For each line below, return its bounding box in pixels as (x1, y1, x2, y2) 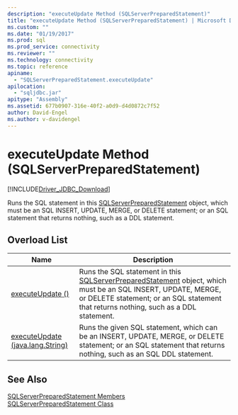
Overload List (7, 234, 68, 246)
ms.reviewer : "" (7, 50, 55, 57)
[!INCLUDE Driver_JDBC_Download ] (7, 185, 111, 193)
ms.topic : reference (7, 63, 69, 70)
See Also (7, 373, 47, 385)
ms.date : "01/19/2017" (7, 30, 74, 38)
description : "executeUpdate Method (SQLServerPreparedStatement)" (7, 10, 211, 18)
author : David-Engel (7, 109, 69, 116)
